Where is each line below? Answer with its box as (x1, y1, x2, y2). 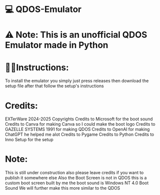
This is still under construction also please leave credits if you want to (5, 170, 144, 176)
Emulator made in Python (5, 40, 109, 51)
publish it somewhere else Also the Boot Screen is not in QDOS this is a (5, 175, 147, 181)
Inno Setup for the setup (5, 137, 54, 143)
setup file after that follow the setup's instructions (5, 83, 104, 89)
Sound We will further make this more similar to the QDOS (5, 185, 120, 191)
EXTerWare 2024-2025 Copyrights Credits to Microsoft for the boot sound (5, 116, 153, 122)
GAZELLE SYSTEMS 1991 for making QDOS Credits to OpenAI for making (5, 127, 150, 132)
